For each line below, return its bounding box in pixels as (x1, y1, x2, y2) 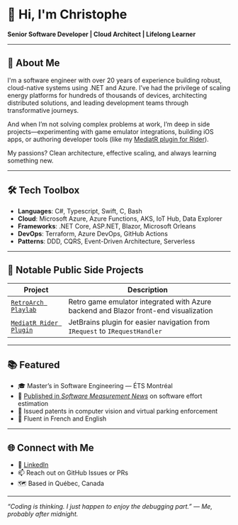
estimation (17, 399, 49, 408)
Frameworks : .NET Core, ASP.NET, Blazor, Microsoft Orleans (17, 221, 196, 230)
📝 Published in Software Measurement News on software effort (17, 392, 203, 400)
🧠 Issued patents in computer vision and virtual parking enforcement (17, 407, 218, 416)
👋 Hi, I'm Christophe (7, 6, 127, 23)
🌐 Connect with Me (7, 441, 94, 453)
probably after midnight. (7, 510, 79, 518)
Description (127, 285, 169, 295)
